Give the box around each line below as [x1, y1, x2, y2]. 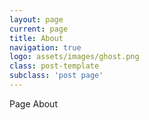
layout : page [9, 14, 64, 25]
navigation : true [9, 42, 82, 53]
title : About [9, 33, 64, 43]
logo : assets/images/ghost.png [9, 52, 140, 62]
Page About [9, 97, 58, 110]
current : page [9, 24, 69, 34]
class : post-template [9, 61, 100, 71]
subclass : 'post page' [9, 71, 104, 81]
